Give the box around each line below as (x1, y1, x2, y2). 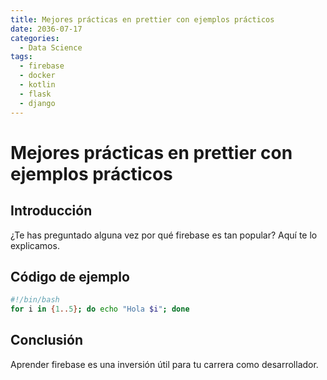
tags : (10, 52, 33, 62)
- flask (19, 89, 52, 99)
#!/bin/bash (10, 295, 60, 305)
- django (19, 98, 56, 108)
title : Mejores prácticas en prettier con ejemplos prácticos (10, 14, 275, 25)
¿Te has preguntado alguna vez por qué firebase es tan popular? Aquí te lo (10, 229, 318, 241)
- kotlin (19, 80, 56, 90)
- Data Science (19, 42, 83, 53)
